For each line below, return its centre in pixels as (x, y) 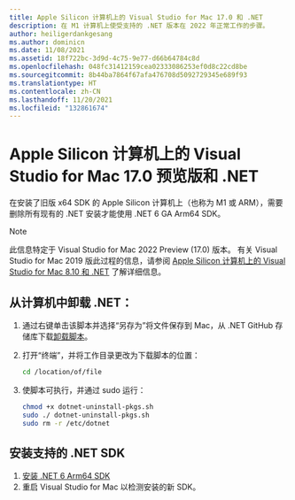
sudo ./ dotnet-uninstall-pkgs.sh (85, 415)
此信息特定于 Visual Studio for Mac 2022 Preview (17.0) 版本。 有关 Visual (143, 250)
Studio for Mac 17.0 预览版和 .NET (134, 177)
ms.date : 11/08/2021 (47, 50)
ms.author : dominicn (47, 42)
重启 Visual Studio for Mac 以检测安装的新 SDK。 (111, 487)
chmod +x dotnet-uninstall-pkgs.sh (88, 407)
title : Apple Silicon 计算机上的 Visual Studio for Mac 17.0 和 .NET (136, 17)
